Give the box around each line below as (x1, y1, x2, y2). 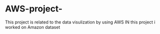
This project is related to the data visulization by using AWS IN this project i (5, 19, 156, 25)
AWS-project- (5, 3, 63, 14)
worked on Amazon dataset (5, 24, 60, 30)
